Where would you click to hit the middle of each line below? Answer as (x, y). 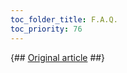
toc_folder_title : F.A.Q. (64, 19)
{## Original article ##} (58, 57)
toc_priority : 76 (46, 29)
